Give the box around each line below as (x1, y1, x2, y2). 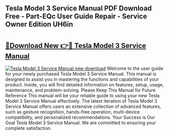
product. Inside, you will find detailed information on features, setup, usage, (5, 82, 164, 87)
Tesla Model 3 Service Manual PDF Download (5, 4, 152, 13)
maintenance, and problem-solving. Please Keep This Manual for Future (5, 87, 156, 93)
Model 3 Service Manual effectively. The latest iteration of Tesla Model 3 (5, 98, 157, 104)
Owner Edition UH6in (5, 20, 73, 29)
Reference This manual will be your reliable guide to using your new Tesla (5, 93, 160, 99)
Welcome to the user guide (106, 65, 164, 71)
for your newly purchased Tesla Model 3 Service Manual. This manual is (5, 71, 157, 77)
